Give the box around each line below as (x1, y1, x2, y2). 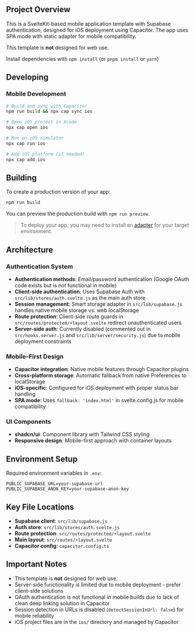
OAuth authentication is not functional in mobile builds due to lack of (14, 594, 179, 601)
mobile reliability (14, 612, 54, 619)
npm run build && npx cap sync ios (6, 108, 93, 115)
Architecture (6, 245, 54, 255)
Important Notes (6, 559, 67, 570)
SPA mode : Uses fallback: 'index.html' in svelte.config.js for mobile (14, 397, 184, 404)
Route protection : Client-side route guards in (14, 313, 124, 320)
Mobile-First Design (6, 352, 64, 361)
